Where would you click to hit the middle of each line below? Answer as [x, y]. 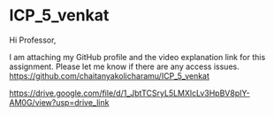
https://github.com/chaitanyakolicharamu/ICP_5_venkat [110, 75]
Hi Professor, [33, 40]
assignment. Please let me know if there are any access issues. [125, 66]
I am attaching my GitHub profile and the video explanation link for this [137, 57]
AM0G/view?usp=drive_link [59, 102]
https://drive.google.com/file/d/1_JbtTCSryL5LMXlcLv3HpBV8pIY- [129, 93]
